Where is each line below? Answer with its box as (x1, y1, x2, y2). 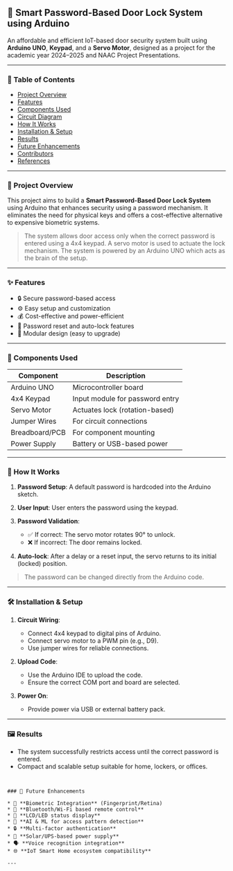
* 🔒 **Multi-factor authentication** (7, 825, 116, 832)
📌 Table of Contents (7, 74, 75, 84)
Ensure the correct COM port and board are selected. (27, 678, 180, 687)
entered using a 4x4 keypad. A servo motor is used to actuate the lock (24, 239, 225, 248)
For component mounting (72, 428, 155, 437)
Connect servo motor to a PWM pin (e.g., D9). (27, 636, 159, 645)
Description (106, 371, 146, 380)
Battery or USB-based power (72, 439, 169, 448)
